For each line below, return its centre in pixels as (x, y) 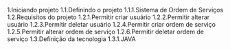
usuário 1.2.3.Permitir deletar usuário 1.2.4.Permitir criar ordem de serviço (112, 24)
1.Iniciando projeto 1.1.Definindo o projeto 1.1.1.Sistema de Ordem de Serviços (115, 10)
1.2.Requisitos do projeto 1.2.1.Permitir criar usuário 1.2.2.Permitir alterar (108, 17)
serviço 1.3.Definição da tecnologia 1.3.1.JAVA (71, 39)
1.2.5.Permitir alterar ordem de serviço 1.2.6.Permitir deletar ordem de (106, 32)
